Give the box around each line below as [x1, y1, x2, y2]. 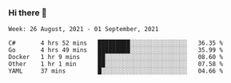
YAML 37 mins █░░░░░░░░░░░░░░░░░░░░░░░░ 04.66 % [8, 67, 224, 75]
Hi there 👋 [8, 7, 48, 18]
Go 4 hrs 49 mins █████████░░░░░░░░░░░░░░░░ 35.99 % [8, 46, 224, 54]
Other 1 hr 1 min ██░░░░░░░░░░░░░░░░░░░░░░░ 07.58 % [8, 60, 224, 69]
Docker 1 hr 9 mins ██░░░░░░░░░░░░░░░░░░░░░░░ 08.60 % [8, 53, 224, 61]
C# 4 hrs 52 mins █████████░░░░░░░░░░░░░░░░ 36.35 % [8, 39, 224, 47]
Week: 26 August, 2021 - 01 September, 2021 [8, 26, 159, 34]
